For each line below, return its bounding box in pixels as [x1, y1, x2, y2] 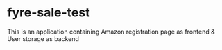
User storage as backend [7, 34, 80, 42]
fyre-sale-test [7, 5, 90, 21]
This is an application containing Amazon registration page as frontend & [7, 27, 215, 36]
